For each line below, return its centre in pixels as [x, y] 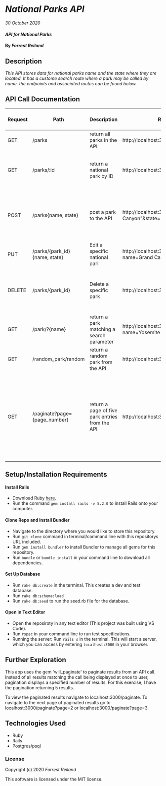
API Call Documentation [42, 99]
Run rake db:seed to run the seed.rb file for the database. [71, 601]
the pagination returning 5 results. [40, 687]
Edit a [96, 245]
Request [18, 119]
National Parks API [45, 9]
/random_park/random [59, 359]
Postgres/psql [26, 746]
